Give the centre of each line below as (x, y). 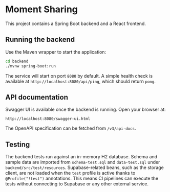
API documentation (37, 97)
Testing (18, 144)
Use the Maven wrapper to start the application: (56, 52)
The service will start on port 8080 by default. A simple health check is (79, 76)
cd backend (17, 61)
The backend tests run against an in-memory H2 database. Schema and (81, 157)
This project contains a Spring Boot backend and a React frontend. (76, 23)
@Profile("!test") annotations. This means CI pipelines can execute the (82, 178)
